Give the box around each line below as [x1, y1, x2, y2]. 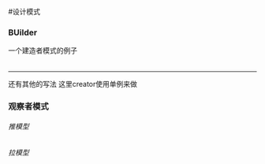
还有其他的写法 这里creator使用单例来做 [8, 79, 138, 88]
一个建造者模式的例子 [8, 46, 77, 55]
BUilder [8, 27, 38, 38]
